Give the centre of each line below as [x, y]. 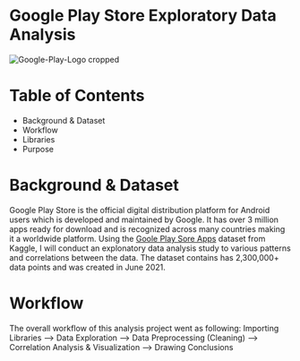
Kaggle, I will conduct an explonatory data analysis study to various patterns [150, 248]
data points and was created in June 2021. [87, 267]
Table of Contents [77, 96]
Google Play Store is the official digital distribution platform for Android [140, 210]
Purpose [38, 149]
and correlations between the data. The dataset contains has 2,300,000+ [144, 257]
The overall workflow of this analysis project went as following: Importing [144, 328]
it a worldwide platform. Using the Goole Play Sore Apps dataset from [137, 238]
